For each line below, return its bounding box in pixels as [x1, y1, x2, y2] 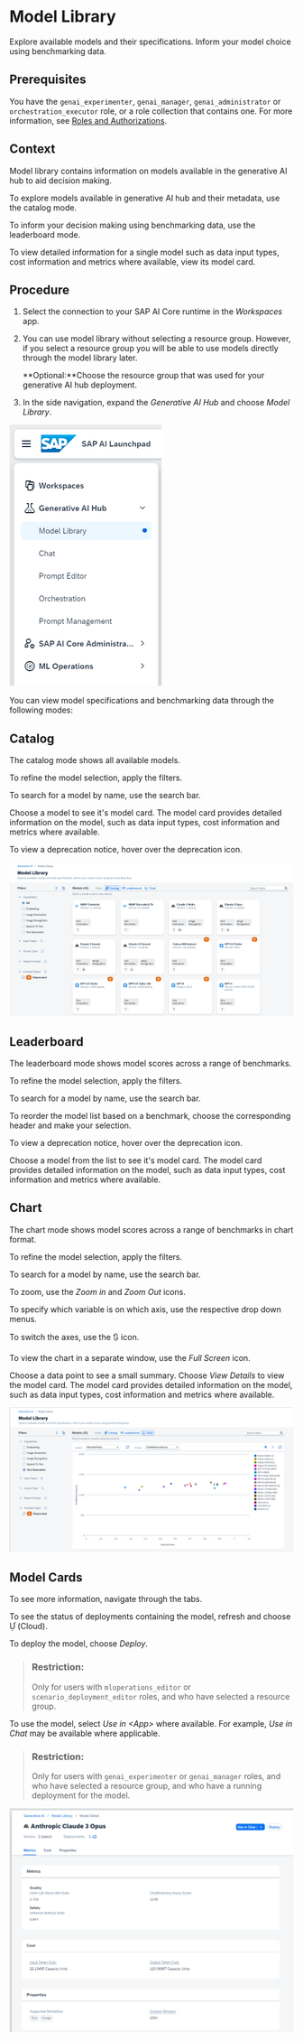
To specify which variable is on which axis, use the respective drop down [9, 1303, 282, 1315]
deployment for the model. [31, 1790, 131, 1801]
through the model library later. [22, 352, 138, 363]
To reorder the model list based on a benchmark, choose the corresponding [9, 1110, 291, 1121]
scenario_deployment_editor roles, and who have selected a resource [31, 1691, 290, 1701]
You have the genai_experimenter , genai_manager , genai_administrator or [9, 96, 281, 107]
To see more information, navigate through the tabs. [9, 1594, 203, 1605]
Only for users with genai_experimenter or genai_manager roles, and [31, 1771, 281, 1782]
